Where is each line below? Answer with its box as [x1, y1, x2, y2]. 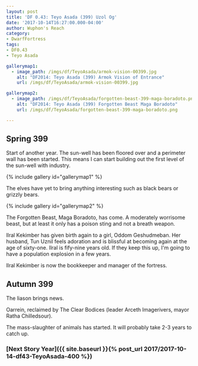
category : [6, 31, 31, 37]
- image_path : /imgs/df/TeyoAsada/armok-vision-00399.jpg [11, 68, 157, 74]
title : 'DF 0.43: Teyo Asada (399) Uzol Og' [6, 14, 117, 20]
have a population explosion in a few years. [6, 250, 111, 257]
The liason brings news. [6, 295, 64, 302]
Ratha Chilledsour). [6, 312, 53, 319]
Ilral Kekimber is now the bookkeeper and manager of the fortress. [6, 262, 167, 269]
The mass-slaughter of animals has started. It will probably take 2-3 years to [6, 324, 192, 331]
